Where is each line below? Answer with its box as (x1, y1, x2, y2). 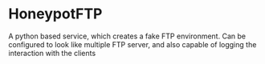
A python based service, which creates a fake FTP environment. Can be (8, 31, 247, 41)
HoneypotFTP (8, 5, 103, 23)
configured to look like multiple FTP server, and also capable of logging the (8, 39, 257, 49)
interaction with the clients (8, 48, 96, 58)
